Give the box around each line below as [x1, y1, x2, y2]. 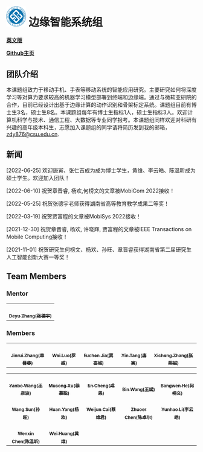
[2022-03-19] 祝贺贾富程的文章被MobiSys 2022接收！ [6, 212, 141, 220]
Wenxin [18, 430, 34, 437]
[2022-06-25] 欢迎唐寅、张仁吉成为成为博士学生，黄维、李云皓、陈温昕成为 [6, 167, 196, 174]
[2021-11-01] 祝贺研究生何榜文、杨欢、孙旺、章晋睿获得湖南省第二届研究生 [6, 246, 192, 253]
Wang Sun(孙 [11, 407, 40, 413]
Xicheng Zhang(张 [153, 352, 193, 358]
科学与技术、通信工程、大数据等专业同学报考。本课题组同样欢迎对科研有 [16, 116, 197, 124]
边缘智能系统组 [28, 16, 103, 30]
